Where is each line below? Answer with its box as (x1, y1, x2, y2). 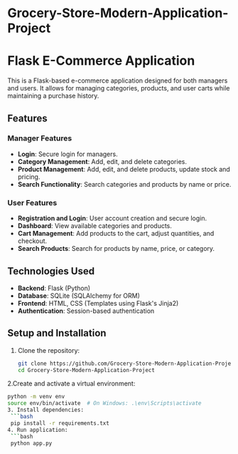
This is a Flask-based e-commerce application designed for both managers (7, 76, 228, 85)
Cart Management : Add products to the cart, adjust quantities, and (17, 229, 215, 238)
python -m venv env (7, 393, 65, 401)
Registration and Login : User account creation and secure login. (17, 214, 207, 222)
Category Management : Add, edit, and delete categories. (17, 157, 187, 165)
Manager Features (7, 133, 72, 143)
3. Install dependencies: (7, 406, 84, 414)
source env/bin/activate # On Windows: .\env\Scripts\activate (7, 400, 202, 407)
